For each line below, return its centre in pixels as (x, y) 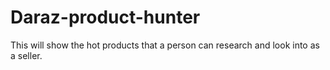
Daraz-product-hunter (105, 17)
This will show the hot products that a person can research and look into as (165, 45)
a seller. (26, 55)
